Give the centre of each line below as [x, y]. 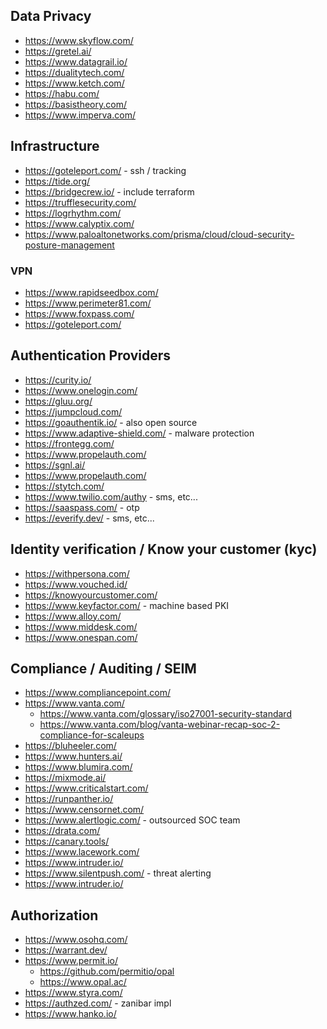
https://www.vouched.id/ [76, 584]
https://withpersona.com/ [77, 573]
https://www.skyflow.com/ [79, 40]
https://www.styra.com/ [73, 993]
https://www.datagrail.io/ [76, 61]
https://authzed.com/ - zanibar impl [98, 1003]
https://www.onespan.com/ [81, 637]
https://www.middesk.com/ [81, 626]
